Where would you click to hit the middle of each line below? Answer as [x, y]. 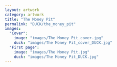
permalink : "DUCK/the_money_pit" [40, 24]
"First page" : [24, 47]
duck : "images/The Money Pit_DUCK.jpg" [56, 57]
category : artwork [24, 15]
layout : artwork [22, 10]
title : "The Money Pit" [30, 19]
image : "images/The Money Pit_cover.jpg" [58, 38]
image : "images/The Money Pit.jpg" [52, 52]
